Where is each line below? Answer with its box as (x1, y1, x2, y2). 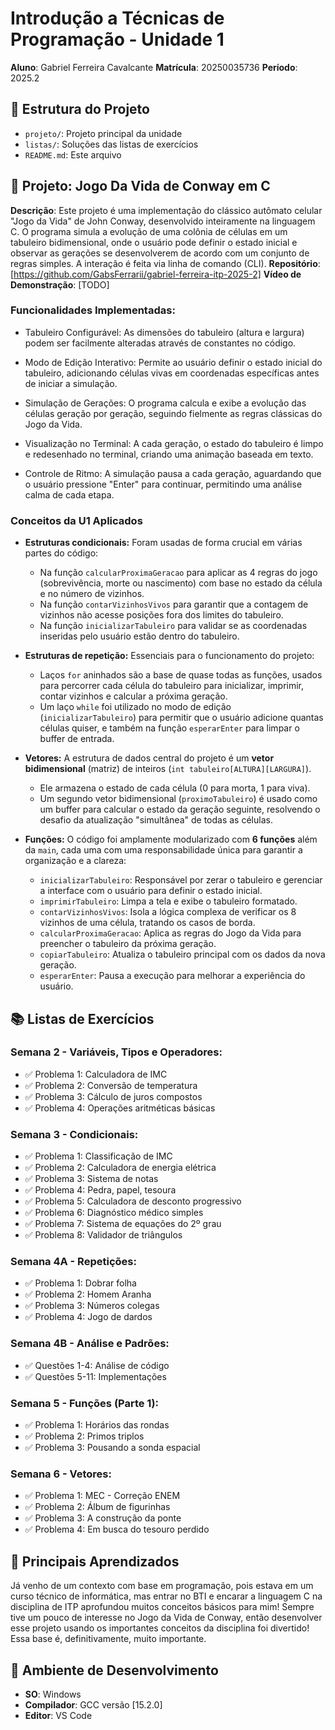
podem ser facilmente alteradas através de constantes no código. (24, 337, 297, 349)
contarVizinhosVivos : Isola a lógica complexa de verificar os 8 (39, 906, 297, 918)
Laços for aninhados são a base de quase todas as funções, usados (39, 669, 323, 681)
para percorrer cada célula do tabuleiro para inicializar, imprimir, (39, 680, 305, 692)
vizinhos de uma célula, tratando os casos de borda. (39, 917, 256, 929)
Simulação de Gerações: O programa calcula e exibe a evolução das (24, 397, 307, 409)
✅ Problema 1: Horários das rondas (24, 1419, 170, 1431)
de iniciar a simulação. (24, 377, 118, 389)
